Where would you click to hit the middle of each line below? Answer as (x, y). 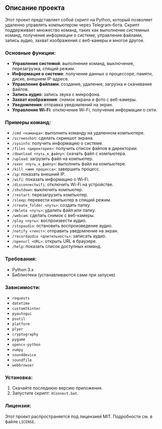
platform (21, 324)
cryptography (25, 334)
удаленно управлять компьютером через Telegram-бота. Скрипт (72, 25)
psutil (19, 319)
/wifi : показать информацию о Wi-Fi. (51, 180)
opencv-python (26, 345)
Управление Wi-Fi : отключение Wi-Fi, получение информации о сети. (85, 110)
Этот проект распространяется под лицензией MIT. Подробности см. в (79, 416)
